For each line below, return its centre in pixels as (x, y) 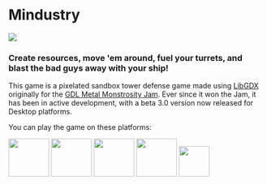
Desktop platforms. (41, 112)
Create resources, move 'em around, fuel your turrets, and (125, 58)
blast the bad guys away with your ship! (88, 68)
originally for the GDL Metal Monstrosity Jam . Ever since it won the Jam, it (132, 94)
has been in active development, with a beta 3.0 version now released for (131, 103)
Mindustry (44, 15)
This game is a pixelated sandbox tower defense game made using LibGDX (134, 86)
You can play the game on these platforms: (80, 127)
